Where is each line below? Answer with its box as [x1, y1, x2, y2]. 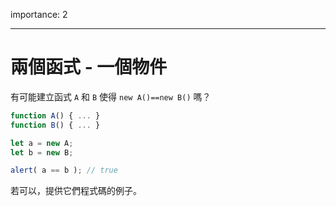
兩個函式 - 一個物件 [10, 56, 168, 79]
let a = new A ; [10, 138, 74, 148]
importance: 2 [10, 9, 68, 20]
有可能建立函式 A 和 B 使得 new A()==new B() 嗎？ [10, 90, 212, 103]
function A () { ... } [10, 110, 101, 121]
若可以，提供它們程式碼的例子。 [10, 185, 142, 197]
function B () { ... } [10, 120, 101, 130]
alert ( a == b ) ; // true [10, 165, 118, 176]
